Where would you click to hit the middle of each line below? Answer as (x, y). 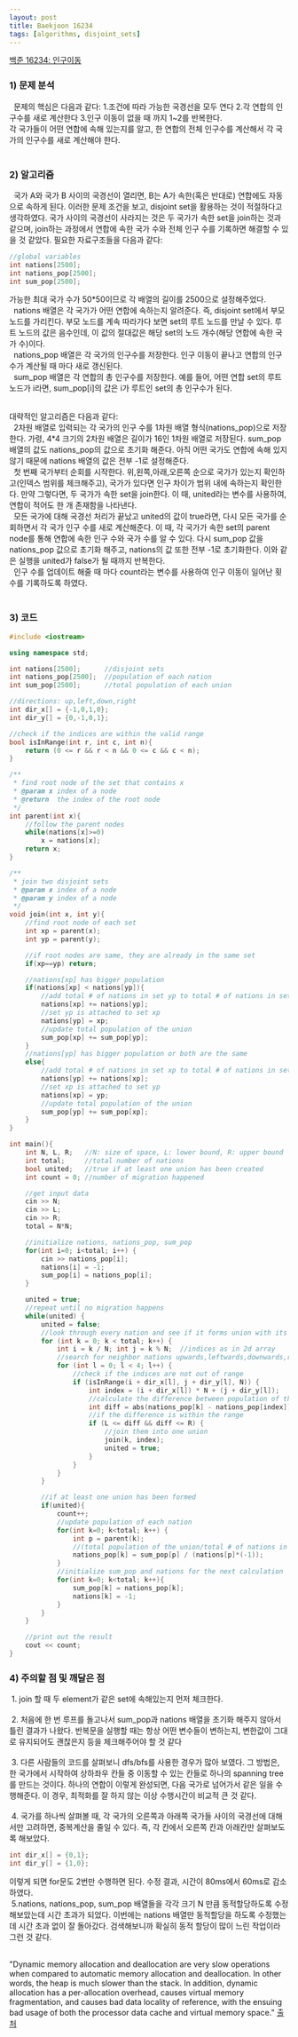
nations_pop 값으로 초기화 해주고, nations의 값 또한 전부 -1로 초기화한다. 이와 (144, 550)
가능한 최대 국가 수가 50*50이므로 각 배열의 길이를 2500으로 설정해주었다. (138, 299)
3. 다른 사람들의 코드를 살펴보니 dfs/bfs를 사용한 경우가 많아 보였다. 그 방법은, (145, 1763)
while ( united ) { (55, 1316)
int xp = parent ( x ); (63, 931)
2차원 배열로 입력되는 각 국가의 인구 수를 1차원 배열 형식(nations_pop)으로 (141, 428)
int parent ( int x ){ (45, 816)
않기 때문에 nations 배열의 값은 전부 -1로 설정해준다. (99, 461)
